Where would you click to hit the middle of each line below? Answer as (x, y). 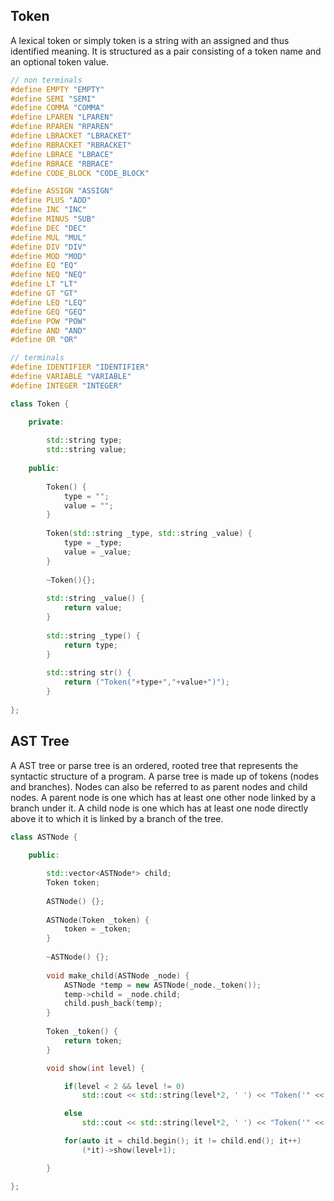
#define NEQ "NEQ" (48, 275)
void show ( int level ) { (95, 1068)
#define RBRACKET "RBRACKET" (71, 145)
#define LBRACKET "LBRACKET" (71, 136)
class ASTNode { (44, 837)
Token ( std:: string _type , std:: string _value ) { (149, 534)
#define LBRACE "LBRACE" (62, 154)
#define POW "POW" (48, 321)
